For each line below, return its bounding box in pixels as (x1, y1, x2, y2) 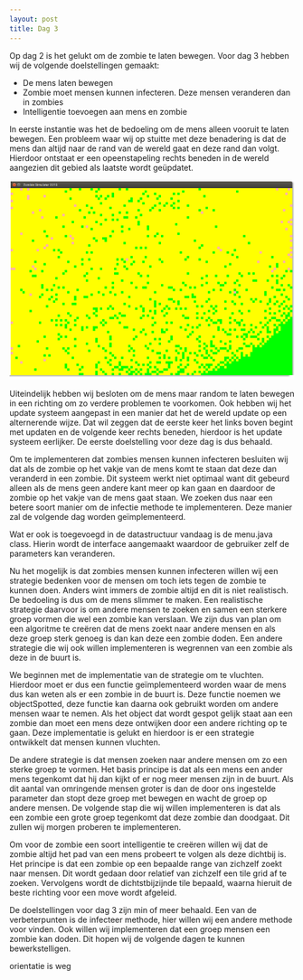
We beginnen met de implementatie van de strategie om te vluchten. (9, 669, 264, 680)
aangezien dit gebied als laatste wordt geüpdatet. (9, 162, 194, 173)
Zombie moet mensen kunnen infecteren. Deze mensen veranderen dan (22, 87, 291, 98)
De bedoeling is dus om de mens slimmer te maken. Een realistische (9, 594, 264, 605)
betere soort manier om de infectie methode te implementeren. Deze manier (9, 502, 293, 513)
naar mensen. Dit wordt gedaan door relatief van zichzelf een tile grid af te (9, 868, 288, 879)
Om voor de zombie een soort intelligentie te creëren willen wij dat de (9, 839, 269, 850)
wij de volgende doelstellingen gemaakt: (9, 60, 160, 71)
